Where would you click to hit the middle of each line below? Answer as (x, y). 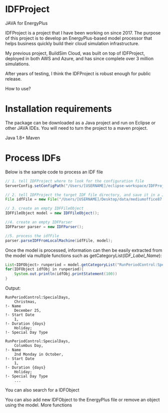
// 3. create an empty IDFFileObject (44, 209)
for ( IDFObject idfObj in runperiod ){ (44, 269)
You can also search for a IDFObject (42, 390)
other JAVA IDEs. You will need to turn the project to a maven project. (76, 128)
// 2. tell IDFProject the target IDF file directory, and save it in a (82, 195)
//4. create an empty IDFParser (39, 222)
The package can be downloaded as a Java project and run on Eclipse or (80, 123)
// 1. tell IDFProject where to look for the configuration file (74, 181)
